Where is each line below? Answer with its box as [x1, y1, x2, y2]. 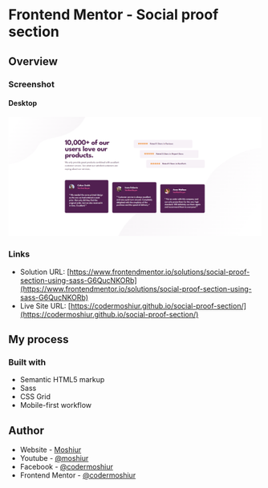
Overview [8, 54, 59, 68]
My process [8, 333, 69, 346]
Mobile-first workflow [19, 401, 92, 410]
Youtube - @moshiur [19, 454, 89, 463]
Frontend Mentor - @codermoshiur [19, 470, 136, 480]
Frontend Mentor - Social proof [8, 6, 219, 24]
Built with [8, 357, 47, 368]
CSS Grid [19, 392, 51, 401]
